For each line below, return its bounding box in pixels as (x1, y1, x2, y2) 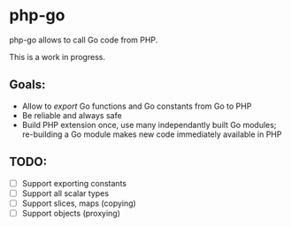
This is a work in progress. (9, 51, 106, 62)
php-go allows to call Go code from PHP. (9, 34, 158, 45)
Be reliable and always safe (21, 110, 122, 120)
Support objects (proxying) (21, 208, 121, 218)
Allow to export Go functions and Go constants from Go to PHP (21, 101, 252, 111)
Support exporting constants (21, 178, 126, 188)
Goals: (9, 77, 46, 93)
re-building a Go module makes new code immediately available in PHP (21, 129, 282, 140)
